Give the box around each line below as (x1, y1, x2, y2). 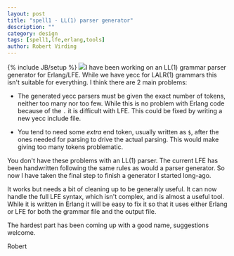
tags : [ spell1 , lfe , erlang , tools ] (7, 37, 105, 44)
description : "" (7, 23, 55, 30)
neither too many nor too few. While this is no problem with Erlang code (17, 99, 225, 108)
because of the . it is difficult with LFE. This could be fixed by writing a (17, 107, 223, 115)
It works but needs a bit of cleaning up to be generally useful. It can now (7, 185, 217, 193)
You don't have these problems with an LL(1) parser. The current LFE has (7, 156, 219, 165)
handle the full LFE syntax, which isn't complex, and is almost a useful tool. (7, 193, 225, 200)
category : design (7, 30, 58, 37)
